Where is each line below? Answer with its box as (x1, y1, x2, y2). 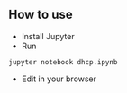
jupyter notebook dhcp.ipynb (8, 57, 118, 66)
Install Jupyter (21, 30, 75, 41)
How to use (8, 7, 73, 22)
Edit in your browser (21, 73, 96, 84)
